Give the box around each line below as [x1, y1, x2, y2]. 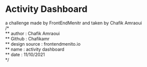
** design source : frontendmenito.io [5, 41, 81, 47]
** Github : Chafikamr [5, 36, 50, 42]
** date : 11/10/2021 [5, 51, 45, 58]
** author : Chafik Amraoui [5, 30, 60, 36]
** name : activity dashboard [5, 46, 64, 52]
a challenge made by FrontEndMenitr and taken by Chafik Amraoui [5, 20, 142, 26]
